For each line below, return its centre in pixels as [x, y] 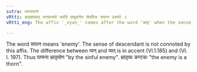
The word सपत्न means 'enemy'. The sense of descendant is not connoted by [98, 44]
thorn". [14, 64]
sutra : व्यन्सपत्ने [22, 11]
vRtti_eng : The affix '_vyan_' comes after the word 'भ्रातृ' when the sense [99, 22]
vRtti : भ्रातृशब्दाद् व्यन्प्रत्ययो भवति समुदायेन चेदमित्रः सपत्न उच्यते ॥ [66, 17]
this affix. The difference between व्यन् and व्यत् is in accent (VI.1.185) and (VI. [97, 51]
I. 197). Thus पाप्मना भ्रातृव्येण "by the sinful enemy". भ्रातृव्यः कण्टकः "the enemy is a [96, 57]
